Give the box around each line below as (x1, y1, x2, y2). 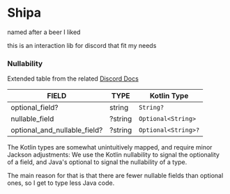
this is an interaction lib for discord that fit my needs (7, 41, 157, 49)
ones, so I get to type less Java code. (7, 179, 115, 187)
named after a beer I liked (7, 28, 81, 36)
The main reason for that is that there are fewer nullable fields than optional (7, 172, 224, 180)
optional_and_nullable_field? (10, 125, 103, 135)
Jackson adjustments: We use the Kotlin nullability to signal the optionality (7, 151, 220, 159)
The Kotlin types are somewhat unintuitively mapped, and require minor (7, 143, 213, 152)
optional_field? (10, 103, 59, 113)
